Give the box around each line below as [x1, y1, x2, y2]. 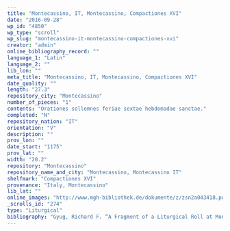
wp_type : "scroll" [7, 29, 60, 36]
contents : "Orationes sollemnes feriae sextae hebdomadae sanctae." [7, 105, 207, 112]
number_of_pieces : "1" [7, 99, 72, 106]
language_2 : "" [7, 61, 51, 68]
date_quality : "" [7, 80, 57, 87]
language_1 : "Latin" [7, 55, 66, 62]
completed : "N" [7, 111, 51, 118]
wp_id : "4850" [7, 23, 48, 29]
